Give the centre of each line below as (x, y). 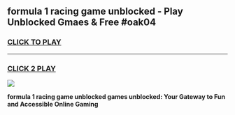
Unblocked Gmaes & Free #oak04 (81, 23)
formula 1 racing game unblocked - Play (95, 11)
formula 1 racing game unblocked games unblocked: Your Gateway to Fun (116, 96)
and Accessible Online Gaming (53, 104)
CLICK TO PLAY (34, 43)
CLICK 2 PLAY (31, 68)
